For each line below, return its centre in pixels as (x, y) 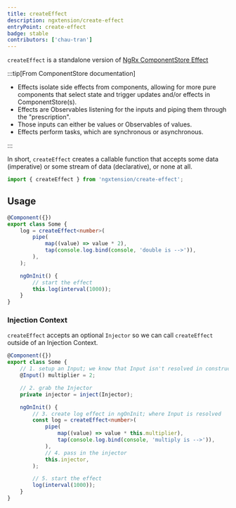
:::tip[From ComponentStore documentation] (71, 74)
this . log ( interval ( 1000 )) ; (72, 289)
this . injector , (67, 460)
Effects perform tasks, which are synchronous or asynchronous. (110, 132)
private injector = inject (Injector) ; (77, 394)
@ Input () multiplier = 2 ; (58, 376)
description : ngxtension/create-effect (66, 20)
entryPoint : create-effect (47, 27)
